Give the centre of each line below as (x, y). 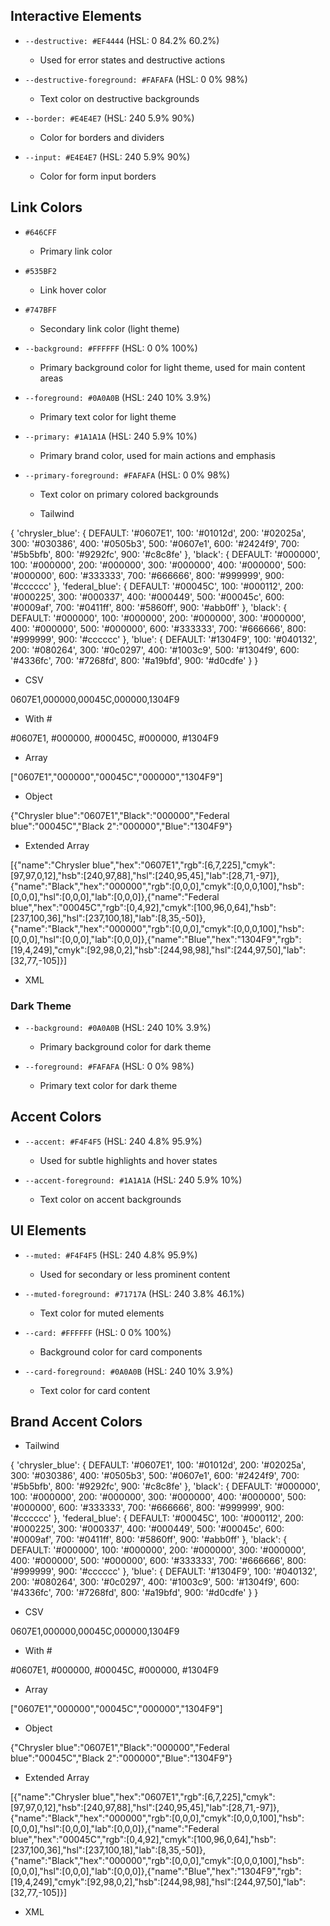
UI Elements (48, 1230)
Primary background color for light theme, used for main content (172, 367)
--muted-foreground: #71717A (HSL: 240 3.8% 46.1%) (134, 1293)
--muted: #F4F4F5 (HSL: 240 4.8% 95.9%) (111, 1255)
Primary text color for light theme (108, 416)
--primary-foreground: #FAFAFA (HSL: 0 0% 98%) (127, 475)
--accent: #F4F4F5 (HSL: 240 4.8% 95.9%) (113, 1141)
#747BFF (40, 310)
